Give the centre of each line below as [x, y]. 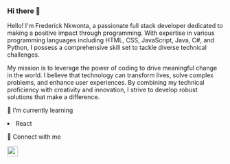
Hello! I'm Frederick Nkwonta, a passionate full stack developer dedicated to [115, 26]
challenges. [23, 55]
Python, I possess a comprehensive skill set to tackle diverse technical [107, 48]
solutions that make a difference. [54, 97]
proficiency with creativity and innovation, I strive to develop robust [102, 90]
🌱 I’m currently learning [40, 110]
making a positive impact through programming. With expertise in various [111, 33]
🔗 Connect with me [34, 137]
